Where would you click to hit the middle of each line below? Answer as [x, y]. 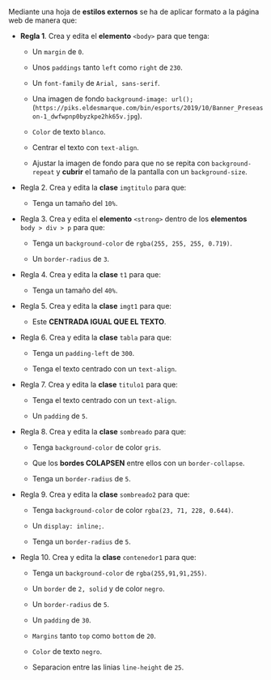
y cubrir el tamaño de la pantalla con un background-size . [152, 172]
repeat [43, 173]
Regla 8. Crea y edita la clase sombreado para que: [103, 432]
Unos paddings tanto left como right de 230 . [108, 67]
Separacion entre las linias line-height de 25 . [108, 667]
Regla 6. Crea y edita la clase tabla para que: [96, 337]
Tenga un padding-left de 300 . [83, 353]
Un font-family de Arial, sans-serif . [96, 83]
